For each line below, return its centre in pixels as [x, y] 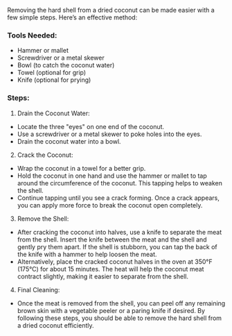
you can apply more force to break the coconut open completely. [110, 205]
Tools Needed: [32, 35]
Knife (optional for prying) [54, 80]
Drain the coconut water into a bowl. [69, 141]
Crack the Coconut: [45, 155]
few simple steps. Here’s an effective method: [72, 17]
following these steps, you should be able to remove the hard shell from [119, 318]
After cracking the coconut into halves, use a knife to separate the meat [119, 232]
